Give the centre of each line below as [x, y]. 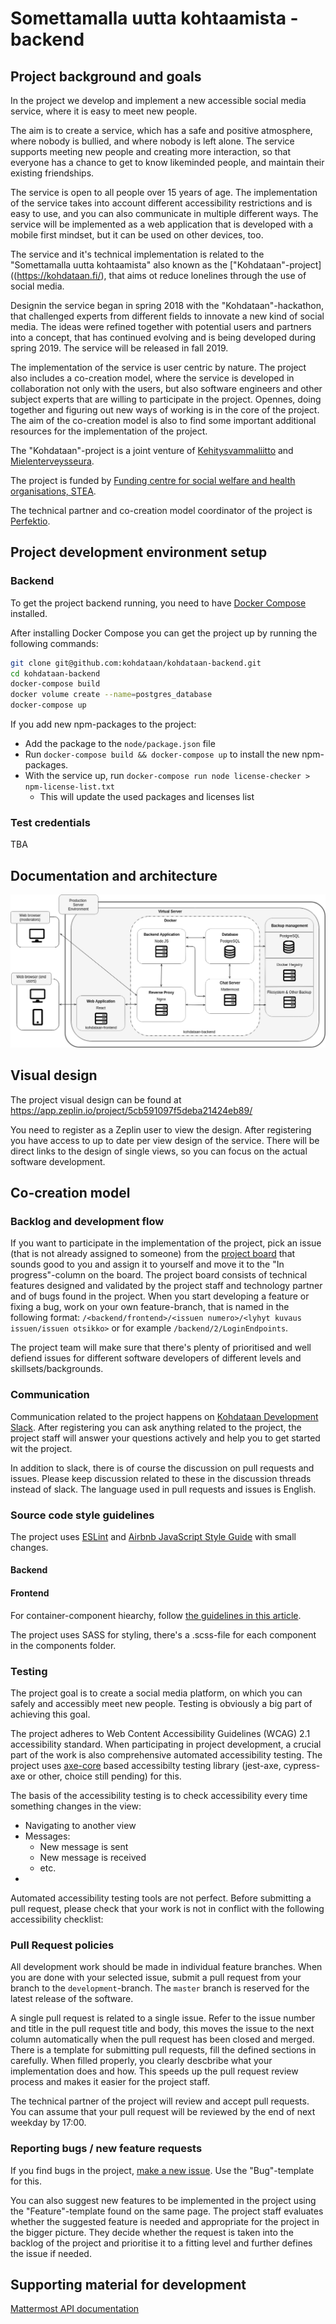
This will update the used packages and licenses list [147, 797]
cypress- [302, 1765]
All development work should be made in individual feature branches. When [166, 1967]
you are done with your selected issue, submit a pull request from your [156, 1978]
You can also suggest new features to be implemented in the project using [163, 2200]
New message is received [93, 1857]
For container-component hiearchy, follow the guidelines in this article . [156, 1615]
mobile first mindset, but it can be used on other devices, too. [137, 235]
